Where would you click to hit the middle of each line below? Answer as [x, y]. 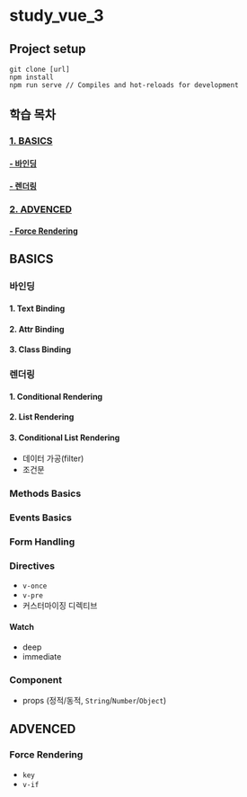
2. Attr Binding [37, 329]
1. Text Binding [37, 308]
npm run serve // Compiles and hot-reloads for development [124, 85]
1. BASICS [31, 141]
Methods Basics [45, 493]
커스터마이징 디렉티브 [60, 606]
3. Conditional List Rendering [65, 438]
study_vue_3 [57, 16]
